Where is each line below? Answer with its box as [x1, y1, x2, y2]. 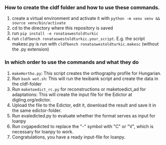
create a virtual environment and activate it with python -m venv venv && [11, 15, 161, 21]
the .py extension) [11, 46, 49, 52]
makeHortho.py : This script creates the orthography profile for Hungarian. [11, 70, 162, 76]
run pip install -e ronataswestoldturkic [11, 30, 99, 36]
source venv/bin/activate [11, 20, 66, 26]
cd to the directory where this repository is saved [11, 25, 113, 31]
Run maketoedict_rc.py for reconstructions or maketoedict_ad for [11, 86, 146, 92]
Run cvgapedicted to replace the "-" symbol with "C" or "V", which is [11, 123, 154, 129]
